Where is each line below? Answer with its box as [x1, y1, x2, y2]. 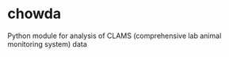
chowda [7, 5, 62, 23]
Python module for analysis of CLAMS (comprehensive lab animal [7, 31, 222, 40]
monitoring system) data [7, 39, 88, 48]
